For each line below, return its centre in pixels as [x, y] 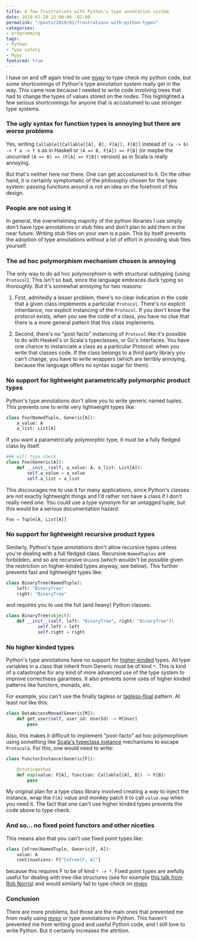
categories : [21, 28]
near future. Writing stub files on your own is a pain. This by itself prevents [96, 233]
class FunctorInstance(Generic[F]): [51, 758]
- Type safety [23, 50]
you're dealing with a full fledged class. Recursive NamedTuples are [86, 553]
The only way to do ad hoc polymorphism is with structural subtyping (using [98, 274]
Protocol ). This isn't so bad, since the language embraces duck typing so [95, 280]
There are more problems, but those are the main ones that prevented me [95, 912]
